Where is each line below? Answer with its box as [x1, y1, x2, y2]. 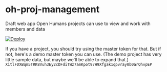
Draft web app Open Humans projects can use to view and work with [5, 20, 151, 27]
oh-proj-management [5, 4, 100, 15]
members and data [5, 26, 45, 32]
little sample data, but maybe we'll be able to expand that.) [5, 56, 129, 62]
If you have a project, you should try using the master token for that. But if [5, 45, 161, 52]
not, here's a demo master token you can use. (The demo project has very [5, 51, 162, 57]
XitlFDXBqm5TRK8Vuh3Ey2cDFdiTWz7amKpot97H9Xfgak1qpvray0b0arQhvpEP [5, 62, 153, 67]
